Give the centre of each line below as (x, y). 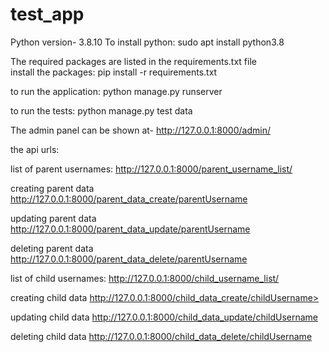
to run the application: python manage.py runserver (116, 91)
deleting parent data (52, 248)
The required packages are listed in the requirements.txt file (133, 61)
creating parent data (52, 188)
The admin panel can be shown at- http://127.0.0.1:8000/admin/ (140, 130)
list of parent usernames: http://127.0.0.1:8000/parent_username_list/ (151, 169)
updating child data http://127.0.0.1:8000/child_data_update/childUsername (164, 317)
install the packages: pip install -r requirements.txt (114, 72)
